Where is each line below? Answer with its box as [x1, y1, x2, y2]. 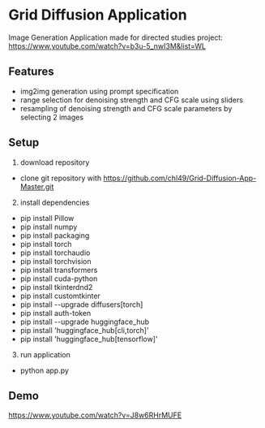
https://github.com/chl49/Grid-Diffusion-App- [103, 173, 257, 183]
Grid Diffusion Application [8, 6, 188, 24]
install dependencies [19, 197, 90, 207]
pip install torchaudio [19, 248, 91, 257]
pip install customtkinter [19, 291, 101, 300]
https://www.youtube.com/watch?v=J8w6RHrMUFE [8, 410, 182, 420]
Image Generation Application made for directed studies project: [8, 32, 223, 42]
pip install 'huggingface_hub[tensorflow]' [19, 334, 158, 344]
